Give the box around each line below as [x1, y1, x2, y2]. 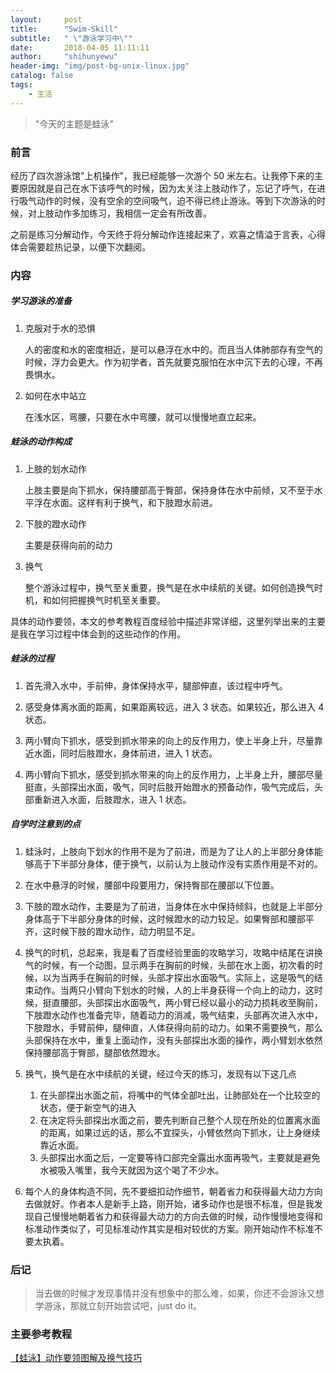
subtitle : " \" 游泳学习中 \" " [10, 33, 133, 43]
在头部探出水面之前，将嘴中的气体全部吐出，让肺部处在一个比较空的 [39, 1089, 321, 1101]
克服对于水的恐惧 [24, 322, 96, 334]
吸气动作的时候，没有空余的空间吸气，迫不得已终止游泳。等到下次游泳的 [18, 194, 317, 206]
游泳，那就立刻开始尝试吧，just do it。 [43, 1300, 203, 1312]
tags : [10, 80, 33, 90]
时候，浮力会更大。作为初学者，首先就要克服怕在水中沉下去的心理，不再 [24, 356, 323, 368]
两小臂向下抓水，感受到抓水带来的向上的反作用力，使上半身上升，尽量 [24, 734, 315, 746]
